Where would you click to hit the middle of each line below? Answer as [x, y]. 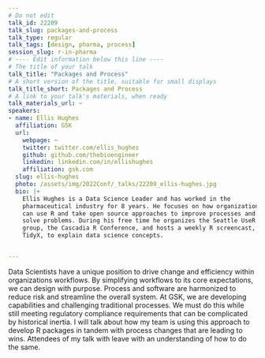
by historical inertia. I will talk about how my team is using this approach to [129, 322]
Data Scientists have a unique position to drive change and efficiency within [131, 271]
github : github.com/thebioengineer [81, 155]
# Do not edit [32, 15]
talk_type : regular [40, 37]
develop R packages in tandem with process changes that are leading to [125, 330]
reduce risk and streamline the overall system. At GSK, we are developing [127, 296]
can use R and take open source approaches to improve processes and [139, 214]
